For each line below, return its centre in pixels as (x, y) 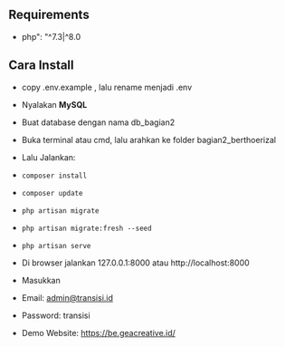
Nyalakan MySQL (54, 104)
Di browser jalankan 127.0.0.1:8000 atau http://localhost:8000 (135, 263)
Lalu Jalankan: (48, 157)
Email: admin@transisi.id (67, 297)
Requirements (49, 15)
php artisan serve (56, 246)
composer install (54, 176)
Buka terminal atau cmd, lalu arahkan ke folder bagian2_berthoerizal (149, 140)
